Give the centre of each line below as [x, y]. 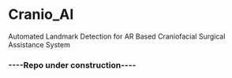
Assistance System [39, 44]
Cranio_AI [41, 15]
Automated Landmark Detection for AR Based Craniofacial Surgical [117, 36]
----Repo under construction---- [72, 65]
